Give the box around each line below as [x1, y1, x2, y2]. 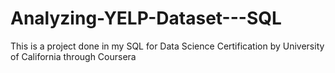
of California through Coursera [10, 50, 137, 62]
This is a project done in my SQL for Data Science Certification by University [10, 40, 325, 52]
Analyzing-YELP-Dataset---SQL [10, 7, 282, 30]
